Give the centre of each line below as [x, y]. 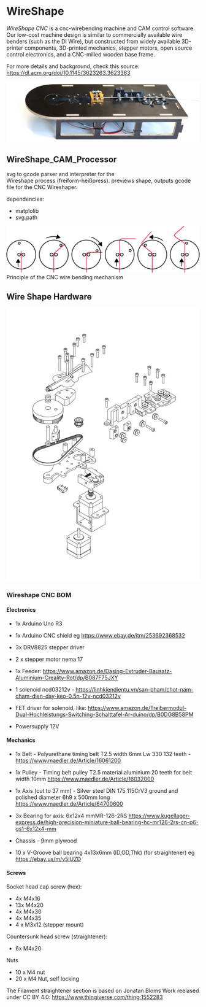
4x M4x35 [28, 918]
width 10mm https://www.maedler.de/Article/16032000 [85, 779]
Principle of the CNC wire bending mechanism [65, 277]
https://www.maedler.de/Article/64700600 [69, 804]
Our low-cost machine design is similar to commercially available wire [94, 34]
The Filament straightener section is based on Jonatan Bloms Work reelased [103, 991]
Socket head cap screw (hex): [44, 887]
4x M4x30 [28, 912]
